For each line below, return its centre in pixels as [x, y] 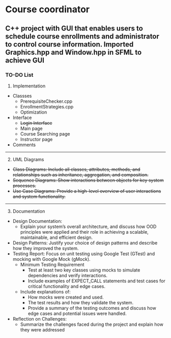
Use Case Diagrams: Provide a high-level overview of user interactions [87, 191]
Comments [24, 145]
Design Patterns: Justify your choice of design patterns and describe [85, 243]
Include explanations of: [45, 291]
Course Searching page [45, 133]
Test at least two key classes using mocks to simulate [84, 270]
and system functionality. [39, 196]
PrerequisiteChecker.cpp [46, 101]
